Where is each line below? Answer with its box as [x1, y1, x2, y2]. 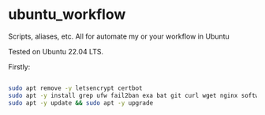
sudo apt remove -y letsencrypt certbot [8, 84, 144, 92]
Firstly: [8, 61, 31, 72]
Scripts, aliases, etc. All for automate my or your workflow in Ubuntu [8, 32, 230, 41]
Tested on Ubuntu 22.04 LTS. [8, 46, 104, 56]
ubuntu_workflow [8, 6, 126, 24]
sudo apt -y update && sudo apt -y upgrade [8, 98, 154, 107]
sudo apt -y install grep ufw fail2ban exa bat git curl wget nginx [8, 91, 238, 99]
